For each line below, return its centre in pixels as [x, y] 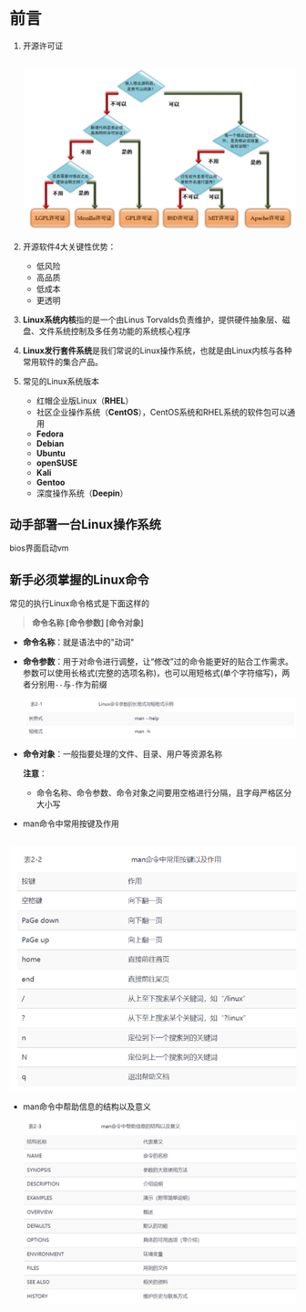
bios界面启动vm [39, 548]
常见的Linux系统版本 [61, 381]
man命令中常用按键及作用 [71, 824]
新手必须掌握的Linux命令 [79, 579]
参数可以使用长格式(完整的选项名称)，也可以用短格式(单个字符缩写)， [152, 673]
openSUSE [57, 463]
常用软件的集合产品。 [62, 362]
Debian [50, 443]
